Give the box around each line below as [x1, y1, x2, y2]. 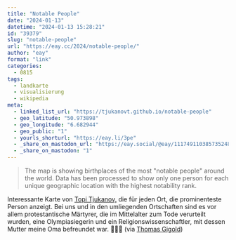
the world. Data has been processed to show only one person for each [24, 174, 229, 182]
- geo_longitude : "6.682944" [13, 121, 99, 128]
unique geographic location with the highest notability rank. [24, 182, 197, 189]
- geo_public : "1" [13, 128, 68, 135]
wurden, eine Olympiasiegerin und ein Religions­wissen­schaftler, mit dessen [7, 218, 226, 225]
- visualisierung [13, 88, 65, 95]
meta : [7, 102, 23, 109]
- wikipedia [13, 95, 49, 102]
